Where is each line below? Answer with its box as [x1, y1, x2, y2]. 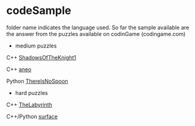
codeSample [6, 4, 72, 18]
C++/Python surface [6, 113, 58, 120]
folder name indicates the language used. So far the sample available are [6, 24, 190, 31]
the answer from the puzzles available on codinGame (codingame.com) [6, 30, 186, 37]
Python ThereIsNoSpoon [6, 77, 68, 85]
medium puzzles [15, 42, 57, 49]
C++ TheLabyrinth [6, 101, 53, 108]
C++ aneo [6, 65, 32, 73]
